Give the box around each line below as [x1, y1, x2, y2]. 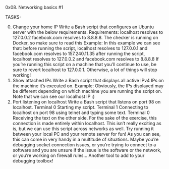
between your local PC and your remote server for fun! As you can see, [12, 131, 161, 137]
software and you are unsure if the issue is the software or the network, [12, 147, 161, 153]
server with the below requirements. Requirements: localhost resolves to [12, 29, 163, 35]
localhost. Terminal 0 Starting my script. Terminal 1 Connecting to [12, 104, 149, 110]
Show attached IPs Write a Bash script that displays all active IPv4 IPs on [12, 78, 164, 83]
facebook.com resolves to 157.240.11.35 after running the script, [12, 50, 145, 57]
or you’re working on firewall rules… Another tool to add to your [12, 152, 145, 158]
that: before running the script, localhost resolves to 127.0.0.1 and [12, 45, 148, 51]
